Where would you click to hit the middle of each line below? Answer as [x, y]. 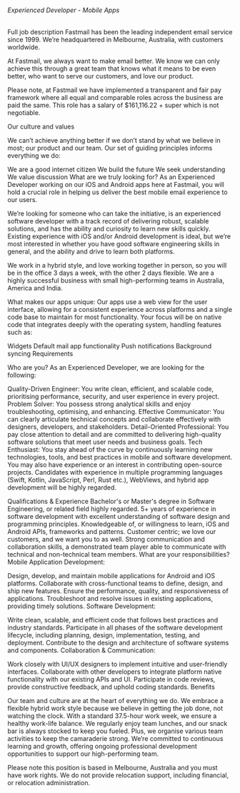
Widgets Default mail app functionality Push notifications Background [110, 346]
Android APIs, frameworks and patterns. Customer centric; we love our [112, 532]
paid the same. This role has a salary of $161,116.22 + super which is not [113, 105]
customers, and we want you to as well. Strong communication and [106, 540]
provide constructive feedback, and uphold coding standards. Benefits [111, 687]
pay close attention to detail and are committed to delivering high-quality [114, 435]
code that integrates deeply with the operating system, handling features [115, 325]
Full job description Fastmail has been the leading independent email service [120, 32]
